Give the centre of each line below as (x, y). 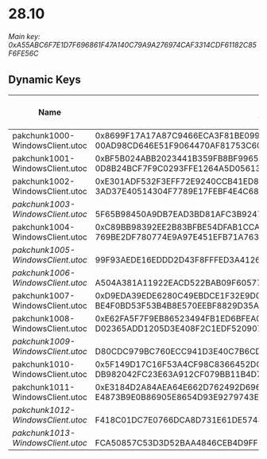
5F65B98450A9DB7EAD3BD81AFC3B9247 (179, 214)
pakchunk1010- (44, 364)
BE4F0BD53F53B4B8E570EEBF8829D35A (177, 305)
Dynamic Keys (45, 80)
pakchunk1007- (44, 295)
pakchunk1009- (44, 341)
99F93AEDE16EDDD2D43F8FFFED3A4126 (178, 259)
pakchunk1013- (44, 433)
